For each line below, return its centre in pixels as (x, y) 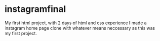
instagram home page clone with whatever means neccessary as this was (80, 28)
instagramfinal (35, 9)
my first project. (21, 33)
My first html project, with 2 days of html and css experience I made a (76, 23)
